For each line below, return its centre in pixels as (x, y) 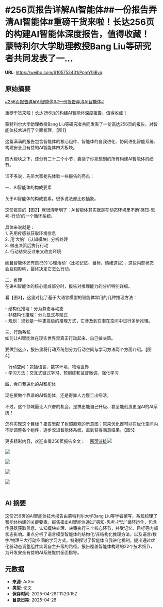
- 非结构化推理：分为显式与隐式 (36, 315)
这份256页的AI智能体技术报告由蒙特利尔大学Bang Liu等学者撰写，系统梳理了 (81, 516)
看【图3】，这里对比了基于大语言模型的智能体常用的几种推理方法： (71, 297)
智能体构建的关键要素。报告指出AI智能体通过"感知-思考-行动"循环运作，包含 (81, 522)
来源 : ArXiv (23, 582)
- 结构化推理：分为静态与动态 (34, 308)
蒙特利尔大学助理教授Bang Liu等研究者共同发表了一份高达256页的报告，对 (79, 124)
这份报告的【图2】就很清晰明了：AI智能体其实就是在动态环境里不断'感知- (78, 210)
